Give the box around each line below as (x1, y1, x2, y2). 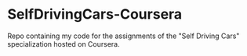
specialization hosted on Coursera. (7, 39, 120, 48)
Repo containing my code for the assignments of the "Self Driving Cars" (7, 31, 240, 40)
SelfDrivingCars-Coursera (7, 5, 183, 23)
